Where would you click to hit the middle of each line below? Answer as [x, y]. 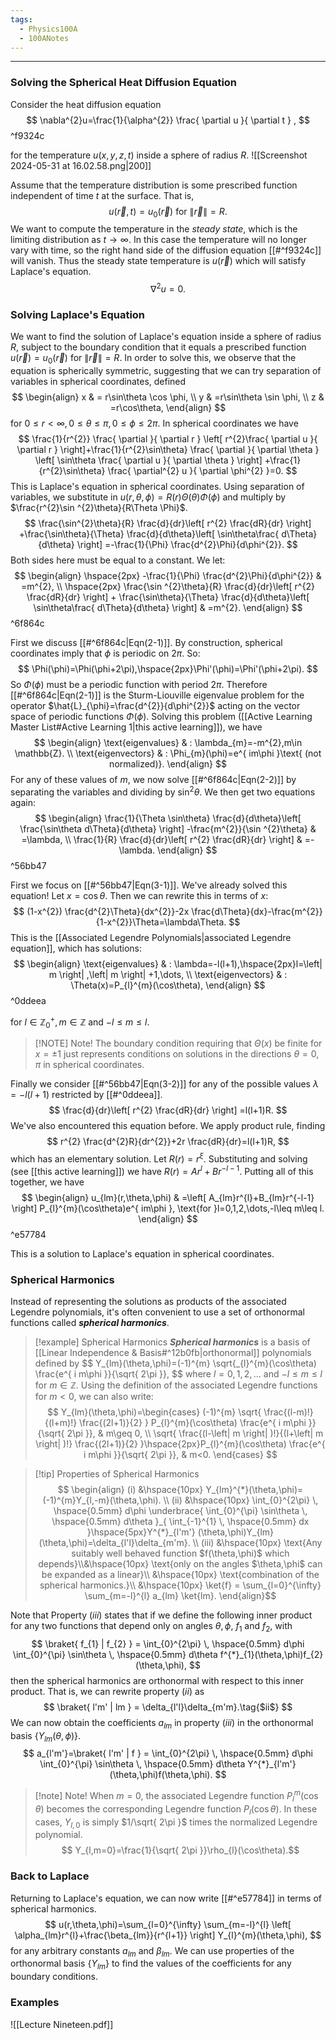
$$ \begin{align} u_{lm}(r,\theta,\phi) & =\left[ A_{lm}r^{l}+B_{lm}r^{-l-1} [168, 1197]
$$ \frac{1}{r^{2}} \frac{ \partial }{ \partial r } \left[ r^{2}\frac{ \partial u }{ [168, 439]
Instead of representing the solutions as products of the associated [148, 1301]
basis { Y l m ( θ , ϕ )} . [46, 1736]
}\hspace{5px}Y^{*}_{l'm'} [141, 1532]
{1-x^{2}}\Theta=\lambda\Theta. [161, 922]
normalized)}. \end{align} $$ [168, 764]
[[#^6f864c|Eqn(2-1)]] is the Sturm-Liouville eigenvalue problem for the [157, 695]
